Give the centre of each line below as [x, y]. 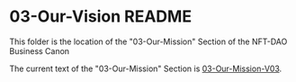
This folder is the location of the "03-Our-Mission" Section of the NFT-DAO [148, 41]
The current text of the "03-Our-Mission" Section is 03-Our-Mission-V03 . [146, 68]
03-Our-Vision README [100, 17]
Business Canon [40, 50]
